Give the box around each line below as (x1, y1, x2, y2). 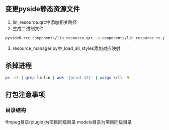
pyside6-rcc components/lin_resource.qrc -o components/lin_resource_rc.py (5, 35, 167, 40)
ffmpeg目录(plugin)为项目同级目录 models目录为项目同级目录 (5, 119, 132, 125)
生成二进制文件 (12, 25, 44, 31)
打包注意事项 (5, 90, 45, 99)
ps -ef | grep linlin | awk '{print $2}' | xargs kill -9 (5, 75, 129, 80)
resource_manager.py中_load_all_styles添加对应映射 (12, 45, 121, 51)
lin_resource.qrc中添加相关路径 (12, 19, 77, 25)
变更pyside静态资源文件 (5, 5, 80, 14)
